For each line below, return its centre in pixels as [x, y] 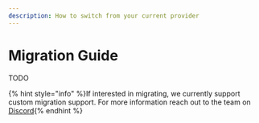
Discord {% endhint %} [45, 110]
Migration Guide [64, 55]
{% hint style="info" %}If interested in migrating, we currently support [124, 93]
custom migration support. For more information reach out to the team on [129, 102]
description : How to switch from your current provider [104, 16]
